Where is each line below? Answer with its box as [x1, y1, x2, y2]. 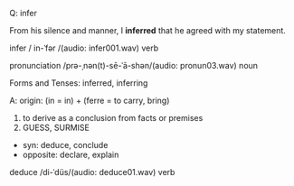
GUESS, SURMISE [22, 122, 90, 133]
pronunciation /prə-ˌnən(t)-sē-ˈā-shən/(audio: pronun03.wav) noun [9, 60, 259, 70]
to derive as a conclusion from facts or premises [22, 113, 204, 123]
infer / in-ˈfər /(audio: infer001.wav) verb [9, 42, 159, 53]
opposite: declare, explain [22, 149, 119, 160]
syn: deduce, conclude [22, 140, 109, 150]
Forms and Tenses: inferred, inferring [9, 78, 148, 88]
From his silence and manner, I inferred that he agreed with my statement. [9, 25, 287, 35]
